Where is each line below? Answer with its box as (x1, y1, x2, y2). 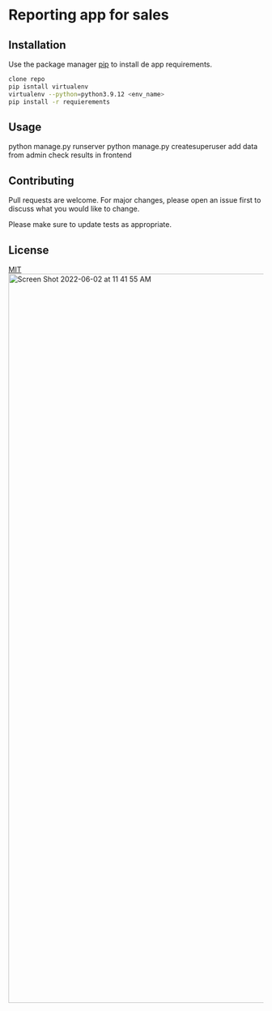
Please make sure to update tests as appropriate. (8, 220, 172, 229)
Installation (8, 38, 66, 52)
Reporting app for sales (8, 6, 169, 24)
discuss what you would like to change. (8, 204, 140, 214)
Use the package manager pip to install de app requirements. (8, 59, 213, 69)
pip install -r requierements (8, 97, 111, 106)
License (8, 243, 49, 257)
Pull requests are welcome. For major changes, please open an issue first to (8, 195, 261, 205)
